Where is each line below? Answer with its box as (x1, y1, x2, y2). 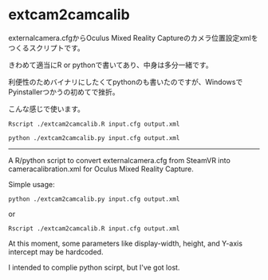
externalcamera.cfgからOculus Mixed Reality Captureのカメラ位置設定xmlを (8, 33, 258, 42)
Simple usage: (8, 179, 56, 189)
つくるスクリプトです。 (8, 42, 85, 53)
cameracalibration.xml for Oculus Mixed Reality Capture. (8, 164, 194, 174)
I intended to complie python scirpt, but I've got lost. (8, 262, 180, 272)
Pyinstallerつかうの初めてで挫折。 (8, 86, 120, 97)
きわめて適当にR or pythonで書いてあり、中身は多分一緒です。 (8, 60, 213, 70)
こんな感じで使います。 (8, 104, 85, 114)
